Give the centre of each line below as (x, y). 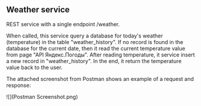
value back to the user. (34, 67)
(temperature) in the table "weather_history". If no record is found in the (95, 42)
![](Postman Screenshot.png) (42, 96)
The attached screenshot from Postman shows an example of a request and (100, 79)
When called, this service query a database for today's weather (85, 36)
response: (19, 85)
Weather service (38, 10)
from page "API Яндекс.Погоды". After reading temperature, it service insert (100, 54)
